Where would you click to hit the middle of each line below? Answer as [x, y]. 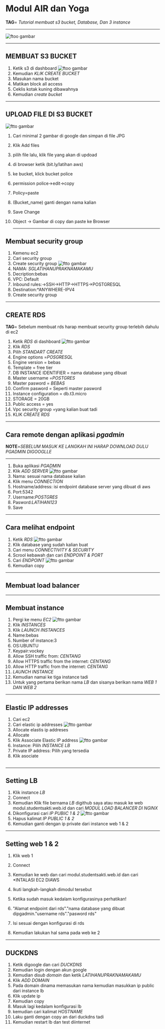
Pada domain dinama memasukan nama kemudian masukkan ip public [83, 986]
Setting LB [22, 781]
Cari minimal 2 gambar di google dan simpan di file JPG [69, 136]
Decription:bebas [30, 274]
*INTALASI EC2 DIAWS [36, 880]
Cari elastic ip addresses [37, 724]
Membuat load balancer [43, 586]
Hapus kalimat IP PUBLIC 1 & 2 [43, 819]
